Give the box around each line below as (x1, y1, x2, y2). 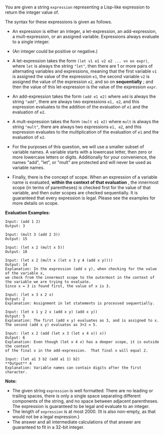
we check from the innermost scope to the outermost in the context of (5, 275, 155, 280)
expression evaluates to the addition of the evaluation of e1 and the (12, 104, 148, 109)
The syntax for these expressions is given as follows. (5, 19, 112, 25)
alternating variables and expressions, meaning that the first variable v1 (12, 68, 157, 74)
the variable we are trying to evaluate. (5, 279, 91, 284)
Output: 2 (5, 297, 26, 301)
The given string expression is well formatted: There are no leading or (12, 388, 153, 393)
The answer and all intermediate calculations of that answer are (12, 419, 141, 425)
